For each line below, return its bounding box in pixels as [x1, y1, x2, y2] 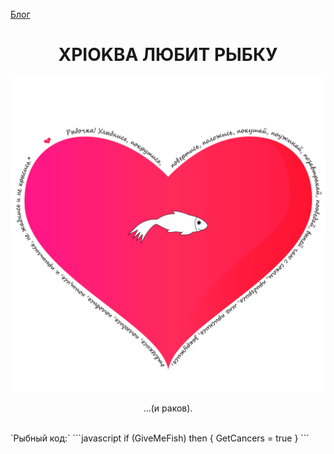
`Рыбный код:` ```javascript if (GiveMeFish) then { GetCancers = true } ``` [10, 432, 310, 444]
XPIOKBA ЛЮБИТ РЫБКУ [58, 44, 278, 66]
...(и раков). [143, 402, 193, 414]
